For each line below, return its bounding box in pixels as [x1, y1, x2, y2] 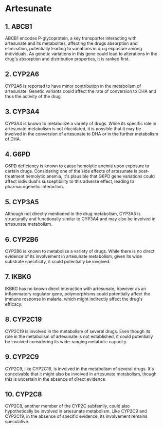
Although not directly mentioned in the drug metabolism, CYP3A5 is [5, 211, 141, 217]
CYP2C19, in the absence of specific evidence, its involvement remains [5, 413, 147, 419]
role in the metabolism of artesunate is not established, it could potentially [5, 333, 153, 339]
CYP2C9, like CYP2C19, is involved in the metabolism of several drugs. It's [5, 366, 154, 371]
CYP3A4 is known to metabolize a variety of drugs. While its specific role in [5, 120, 157, 126]
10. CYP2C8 [5, 390, 42, 398]
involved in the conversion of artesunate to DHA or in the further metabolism [5, 131, 158, 136]
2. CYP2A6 [5, 70, 39, 78]
